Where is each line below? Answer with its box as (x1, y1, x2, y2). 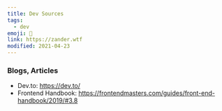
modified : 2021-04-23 (7, 43, 71, 50)
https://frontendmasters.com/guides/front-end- (77, 89, 215, 98)
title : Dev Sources (7, 10, 64, 17)
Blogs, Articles (7, 66, 59, 75)
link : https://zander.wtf (7, 36, 82, 43)
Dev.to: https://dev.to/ (17, 82, 81, 90)
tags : (7, 17, 23, 24)
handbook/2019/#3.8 (17, 96, 78, 105)
